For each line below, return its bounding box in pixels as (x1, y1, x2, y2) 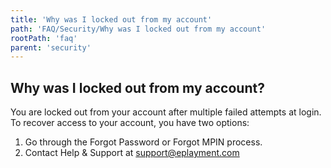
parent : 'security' (10, 42, 92, 53)
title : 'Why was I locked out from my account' (10, 14, 213, 25)
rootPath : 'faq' (10, 33, 78, 43)
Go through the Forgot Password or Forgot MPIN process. (24, 136, 263, 148)
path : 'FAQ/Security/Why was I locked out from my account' (10, 24, 267, 34)
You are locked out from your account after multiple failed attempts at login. (10, 106, 322, 118)
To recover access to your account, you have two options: (10, 117, 250, 129)
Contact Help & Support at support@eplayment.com (24, 147, 240, 159)
